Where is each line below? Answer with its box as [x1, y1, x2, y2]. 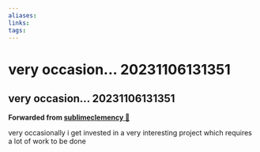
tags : [8, 26, 26, 34]
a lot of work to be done [8, 136, 87, 146]
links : [8, 19, 30, 27]
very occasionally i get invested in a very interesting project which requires [8, 128, 253, 138]
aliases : [8, 11, 37, 20]
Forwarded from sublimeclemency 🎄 [8, 112, 130, 123]
